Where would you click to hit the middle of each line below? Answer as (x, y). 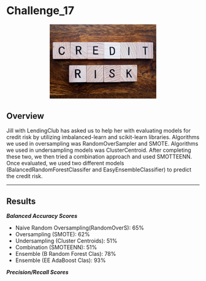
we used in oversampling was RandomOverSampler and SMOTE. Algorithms (102, 144)
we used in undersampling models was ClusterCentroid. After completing (99, 150)
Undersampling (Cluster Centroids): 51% (66, 241)
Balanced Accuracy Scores (42, 215)
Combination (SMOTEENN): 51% (56, 247)
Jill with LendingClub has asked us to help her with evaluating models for (99, 131)
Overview (25, 116)
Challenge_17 (40, 11)
